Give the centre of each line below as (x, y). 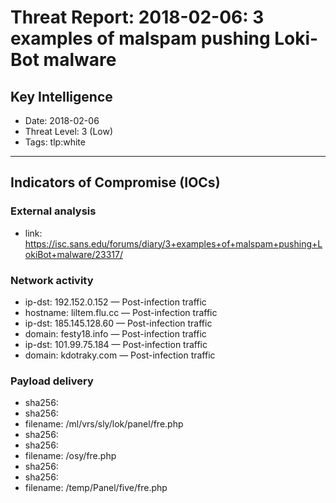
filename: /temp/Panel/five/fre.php (96, 488)
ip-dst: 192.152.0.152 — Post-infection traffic (115, 302)
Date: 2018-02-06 (62, 120)
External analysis (53, 211)
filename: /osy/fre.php (70, 456)
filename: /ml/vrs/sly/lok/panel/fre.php (104, 424)
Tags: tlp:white (55, 142)
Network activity (52, 280)
